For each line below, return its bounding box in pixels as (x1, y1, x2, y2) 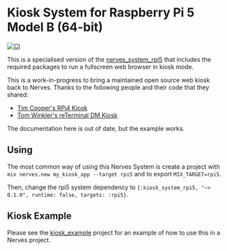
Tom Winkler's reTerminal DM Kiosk (16, 111, 118, 119)
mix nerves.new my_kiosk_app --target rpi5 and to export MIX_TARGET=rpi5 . (7, 169, 222, 178)
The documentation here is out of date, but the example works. (7, 124, 185, 132)
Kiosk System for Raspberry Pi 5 (7, 5, 195, 21)
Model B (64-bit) (7, 19, 103, 35)
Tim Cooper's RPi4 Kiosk (16, 104, 88, 112)
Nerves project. (7, 235, 51, 244)
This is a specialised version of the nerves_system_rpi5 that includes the (7, 55, 211, 63)
